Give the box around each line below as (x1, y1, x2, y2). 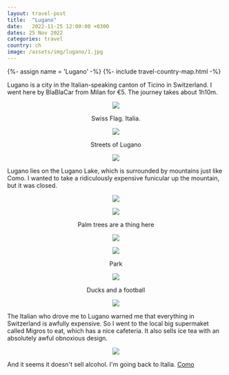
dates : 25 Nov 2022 (7, 29, 63, 36)
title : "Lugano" (7, 17, 57, 23)
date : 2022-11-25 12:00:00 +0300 (7, 23, 110, 30)
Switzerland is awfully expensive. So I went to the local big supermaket (7, 319, 209, 328)
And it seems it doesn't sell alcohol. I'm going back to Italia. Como (7, 360, 195, 368)
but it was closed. (7, 181, 57, 189)
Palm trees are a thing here (77, 220, 155, 228)
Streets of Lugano (90, 140, 141, 149)
